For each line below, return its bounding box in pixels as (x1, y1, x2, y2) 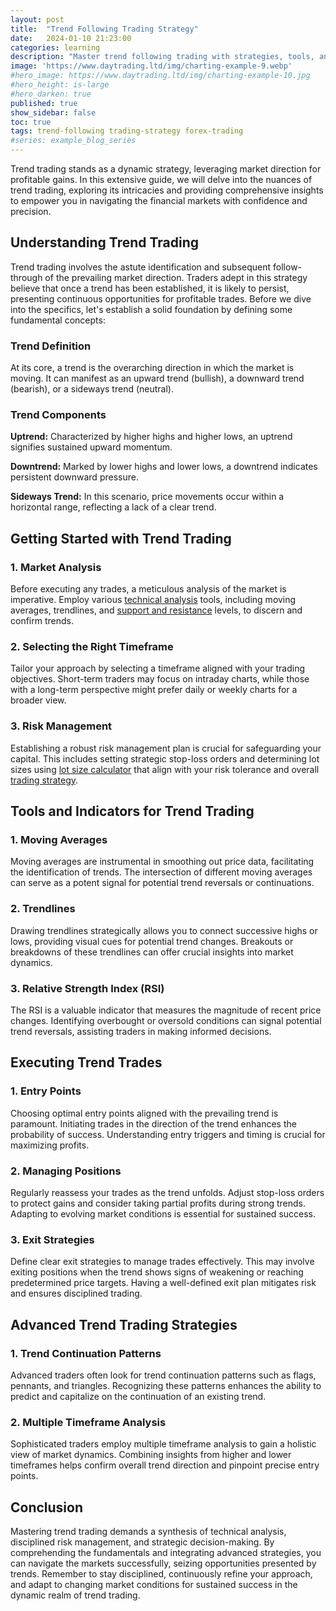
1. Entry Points (10, 1084, 82, 1098)
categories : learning (10, 42, 101, 53)
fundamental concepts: (10, 314, 106, 326)
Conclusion (10, 1499, 84, 1516)
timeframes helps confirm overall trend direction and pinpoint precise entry (10, 1459, 320, 1471)
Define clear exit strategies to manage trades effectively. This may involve (10, 1256, 315, 1268)
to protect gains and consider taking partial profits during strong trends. (10, 1197, 307, 1209)
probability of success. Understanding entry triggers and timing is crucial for (10, 1128, 326, 1140)
